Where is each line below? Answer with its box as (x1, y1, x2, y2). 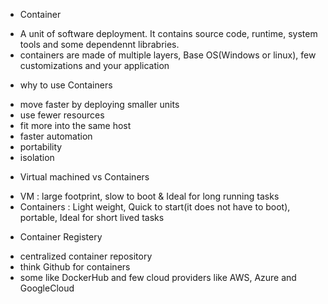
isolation (19, 152, 55, 163)
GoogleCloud (19, 282, 75, 294)
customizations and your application (19, 60, 170, 71)
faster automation (19, 130, 93, 142)
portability (19, 141, 63, 153)
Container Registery (19, 231, 103, 243)
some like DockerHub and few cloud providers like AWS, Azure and (19, 272, 297, 283)
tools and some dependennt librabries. (19, 39, 180, 50)
